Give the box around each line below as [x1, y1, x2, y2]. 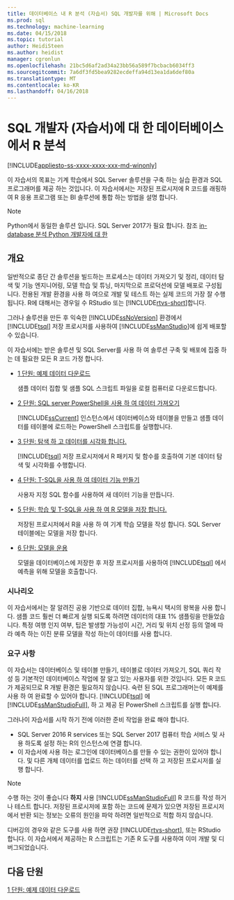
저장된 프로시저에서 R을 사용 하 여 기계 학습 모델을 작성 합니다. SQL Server [17, 520, 221, 528]
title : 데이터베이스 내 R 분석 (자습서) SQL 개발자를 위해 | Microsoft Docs [7, 10, 209, 17]
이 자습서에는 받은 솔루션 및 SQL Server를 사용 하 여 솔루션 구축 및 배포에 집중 [7, 345, 220, 354]
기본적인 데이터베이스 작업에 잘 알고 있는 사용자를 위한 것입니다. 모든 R [22, 675, 214, 683]
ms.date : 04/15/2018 [7, 29, 68, 37]
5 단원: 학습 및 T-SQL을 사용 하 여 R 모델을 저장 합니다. [17, 505, 167, 513]
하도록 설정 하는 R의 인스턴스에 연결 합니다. [24, 739, 143, 747]
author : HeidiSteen [7, 43, 64, 50]
